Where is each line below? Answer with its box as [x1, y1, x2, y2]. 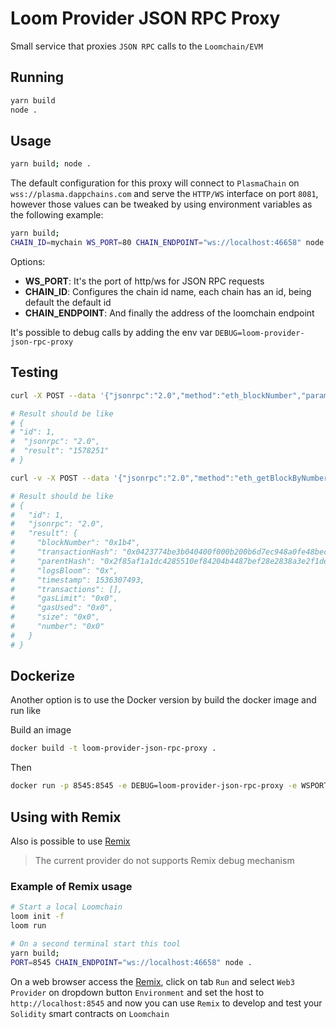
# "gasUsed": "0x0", [10, 603, 114, 613]
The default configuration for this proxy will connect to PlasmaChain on [10, 177, 300, 189]
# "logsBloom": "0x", [10, 565, 118, 576]
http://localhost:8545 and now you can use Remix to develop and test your [10, 997, 323, 1009]
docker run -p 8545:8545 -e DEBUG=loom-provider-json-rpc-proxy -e [10, 781, 298, 791]
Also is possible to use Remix [10, 835, 131, 847]
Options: [10, 255, 46, 267]
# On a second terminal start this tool [10, 938, 182, 949]
